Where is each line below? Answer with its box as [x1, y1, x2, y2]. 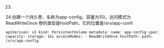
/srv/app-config [5, 38, 39, 43]
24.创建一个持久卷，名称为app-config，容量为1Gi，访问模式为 [5, 14, 131, 20]
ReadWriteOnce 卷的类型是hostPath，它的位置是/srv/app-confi [5, 20, 133, 26]
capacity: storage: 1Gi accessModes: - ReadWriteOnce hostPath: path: [5, 34, 153, 39]
